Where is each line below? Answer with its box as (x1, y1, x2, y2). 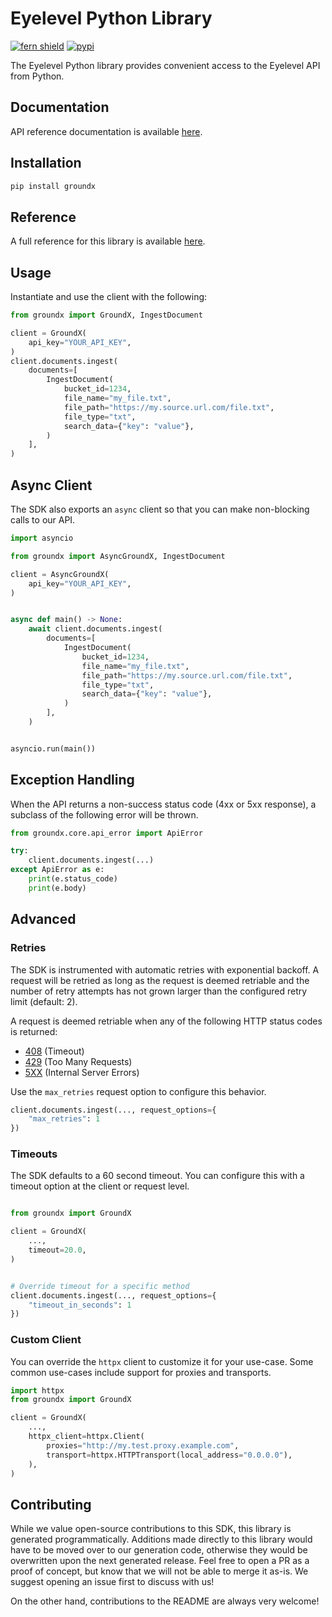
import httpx (10, 1385, 65, 1396)
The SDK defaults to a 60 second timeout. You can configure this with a (10, 1170, 305, 1182)
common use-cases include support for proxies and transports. (10, 1366, 272, 1378)
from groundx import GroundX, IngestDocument (10, 310, 203, 321)
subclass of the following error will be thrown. (10, 808, 199, 821)
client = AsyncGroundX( (10, 569, 110, 579)
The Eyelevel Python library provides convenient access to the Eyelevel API (10, 59, 321, 71)
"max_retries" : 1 (28, 1114, 101, 1124)
